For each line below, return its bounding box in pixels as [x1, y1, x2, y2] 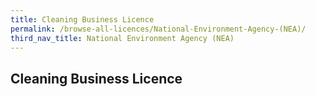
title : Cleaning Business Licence [10, 14, 155, 25]
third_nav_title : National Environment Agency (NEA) [10, 33, 235, 43]
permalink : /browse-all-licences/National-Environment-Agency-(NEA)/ [10, 24, 307, 34]
